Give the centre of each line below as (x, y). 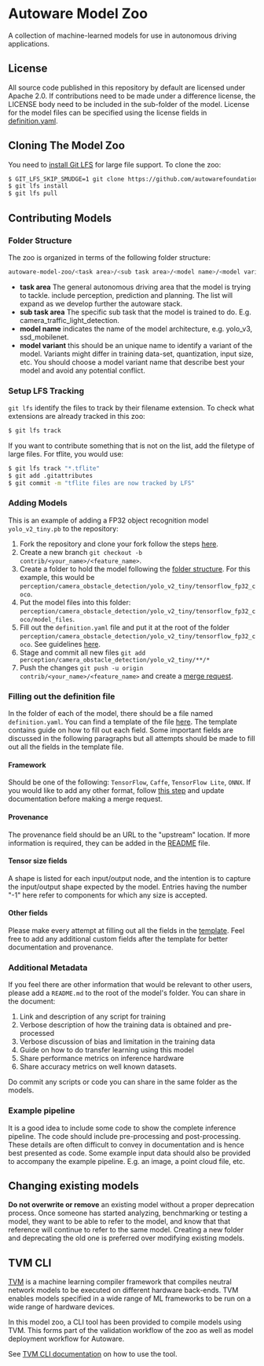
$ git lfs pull (33, 193)
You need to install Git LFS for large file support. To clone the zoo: (115, 164)
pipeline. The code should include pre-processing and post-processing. (125, 1136)
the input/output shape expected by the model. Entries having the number (128, 887)
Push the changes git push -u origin (81, 667)
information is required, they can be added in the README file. (109, 843)
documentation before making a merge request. (86, 799)
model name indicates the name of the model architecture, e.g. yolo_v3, (136, 329)
